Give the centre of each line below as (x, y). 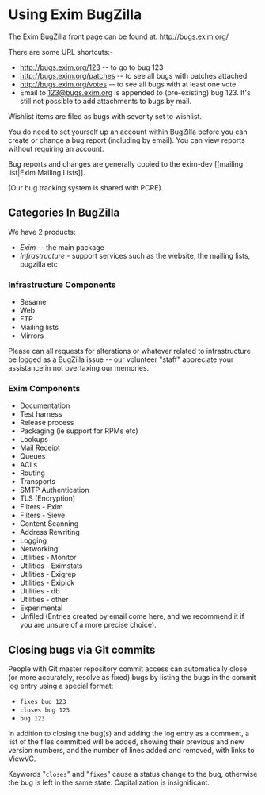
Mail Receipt (40, 448)
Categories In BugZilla (64, 213)
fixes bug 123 (43, 702)
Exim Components (44, 388)
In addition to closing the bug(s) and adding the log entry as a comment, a (129, 734)
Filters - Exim (41, 507)
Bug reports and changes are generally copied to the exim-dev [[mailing (126, 163)
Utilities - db (40, 591)
